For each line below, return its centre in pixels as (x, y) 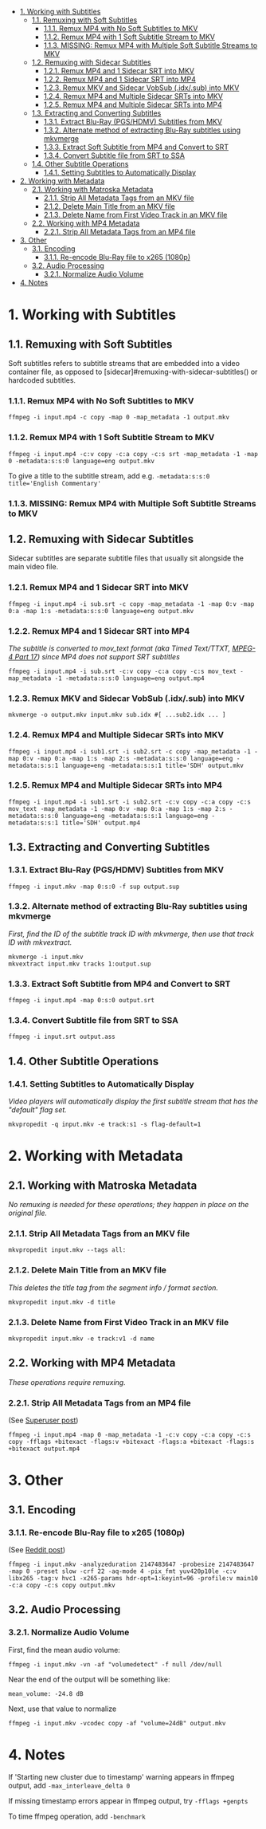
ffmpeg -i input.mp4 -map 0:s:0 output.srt (82, 1001)
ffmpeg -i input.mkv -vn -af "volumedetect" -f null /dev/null (115, 1664)
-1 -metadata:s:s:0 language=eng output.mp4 (129, 678)
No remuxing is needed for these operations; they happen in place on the (129, 1205)
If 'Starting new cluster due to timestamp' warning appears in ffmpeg (121, 1776)
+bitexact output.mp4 (44, 1449)
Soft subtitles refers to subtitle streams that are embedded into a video (124, 363)
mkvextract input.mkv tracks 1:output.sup (80, 964)
